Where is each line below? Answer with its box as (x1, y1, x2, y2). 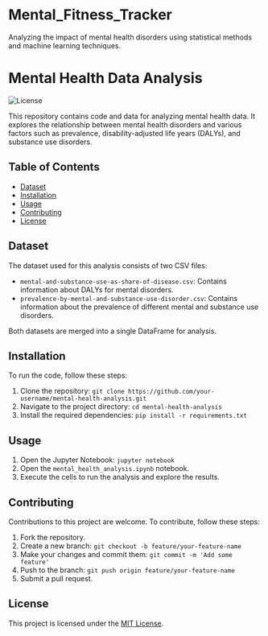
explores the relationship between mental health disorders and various (8, 119, 242, 130)
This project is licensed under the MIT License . (8, 618, 164, 628)
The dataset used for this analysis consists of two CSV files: (8, 260, 208, 271)
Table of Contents (8, 160, 101, 174)
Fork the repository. (19, 532, 86, 542)
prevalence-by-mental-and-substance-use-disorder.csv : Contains (19, 293, 238, 303)
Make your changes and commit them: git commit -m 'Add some (19, 549, 233, 559)
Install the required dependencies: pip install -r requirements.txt (19, 411, 248, 420)
